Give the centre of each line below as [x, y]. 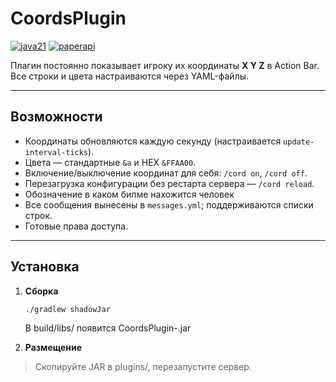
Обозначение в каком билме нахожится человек [129, 194]
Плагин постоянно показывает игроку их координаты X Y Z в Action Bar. [165, 65]
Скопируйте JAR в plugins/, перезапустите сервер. [143, 367]
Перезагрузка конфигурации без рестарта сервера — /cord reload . [169, 183]
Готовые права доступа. [76, 226]
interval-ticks [56, 152]
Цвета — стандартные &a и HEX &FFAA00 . [110, 162]
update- [299, 142]
